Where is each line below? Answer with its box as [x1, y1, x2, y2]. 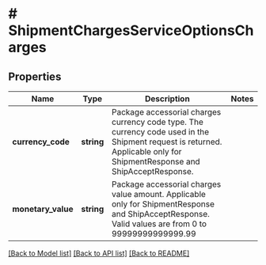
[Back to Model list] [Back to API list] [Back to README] [8, 248, 190, 258]
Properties [8, 70, 62, 83]
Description [145, 93, 190, 104]
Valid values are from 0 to [111, 218, 207, 229]
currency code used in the [111, 127, 210, 137]
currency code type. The [111, 116, 204, 127]
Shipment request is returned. [111, 136, 222, 147]
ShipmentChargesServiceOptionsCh [8, 21, 254, 40]
